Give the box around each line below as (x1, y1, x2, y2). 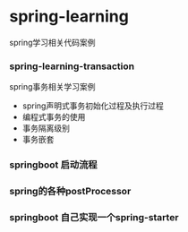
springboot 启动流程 (9, 159, 98, 171)
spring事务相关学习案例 (9, 82, 96, 92)
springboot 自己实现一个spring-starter (9, 211, 179, 223)
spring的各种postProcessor (9, 185, 132, 198)
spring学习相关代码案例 (9, 37, 96, 47)
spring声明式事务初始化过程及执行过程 (21, 100, 164, 111)
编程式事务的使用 (21, 112, 86, 123)
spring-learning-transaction (9, 60, 135, 73)
